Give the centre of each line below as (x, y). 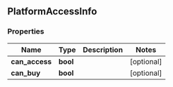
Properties (26, 32)
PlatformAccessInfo (52, 12)
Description (103, 50)
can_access (31, 61)
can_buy (26, 73)
